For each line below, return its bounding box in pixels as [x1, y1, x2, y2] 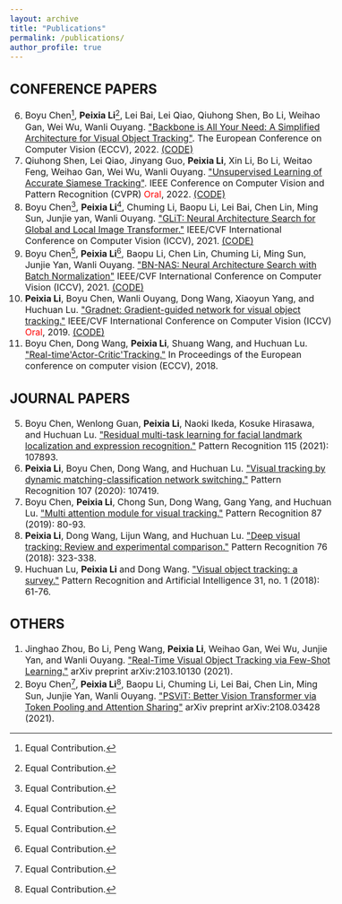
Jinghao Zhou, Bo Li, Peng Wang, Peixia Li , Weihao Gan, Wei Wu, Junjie [24, 643, 328, 656]
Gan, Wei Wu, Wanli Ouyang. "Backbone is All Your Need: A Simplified [24, 120, 321, 133]
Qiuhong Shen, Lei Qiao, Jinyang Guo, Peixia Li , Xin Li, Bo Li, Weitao [24, 154, 313, 167]
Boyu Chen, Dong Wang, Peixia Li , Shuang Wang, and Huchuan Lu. [24, 337, 308, 350]
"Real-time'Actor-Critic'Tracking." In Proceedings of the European [24, 349, 303, 361]
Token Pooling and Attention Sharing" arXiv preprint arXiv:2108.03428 [24, 700, 321, 713]
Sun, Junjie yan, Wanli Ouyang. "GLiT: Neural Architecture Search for [24, 213, 316, 225]
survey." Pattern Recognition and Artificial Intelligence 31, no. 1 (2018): [24, 574, 321, 587]
